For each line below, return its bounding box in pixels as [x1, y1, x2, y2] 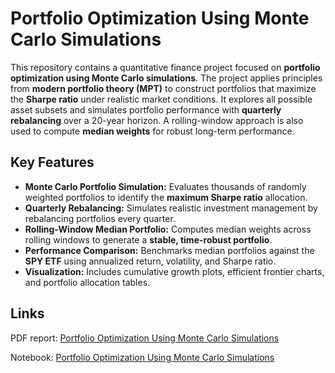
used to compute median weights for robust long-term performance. [10, 125, 295, 137]
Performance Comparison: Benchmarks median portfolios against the [24, 244, 315, 256]
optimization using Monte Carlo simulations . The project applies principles [10, 72, 323, 84]
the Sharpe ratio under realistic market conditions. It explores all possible [10, 93, 313, 105]
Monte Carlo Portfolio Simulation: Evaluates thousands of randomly [24, 180, 307, 192]
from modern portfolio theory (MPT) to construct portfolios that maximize [10, 82, 317, 94]
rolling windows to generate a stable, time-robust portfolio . [24, 233, 273, 246]
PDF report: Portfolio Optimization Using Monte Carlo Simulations [10, 332, 280, 344]
